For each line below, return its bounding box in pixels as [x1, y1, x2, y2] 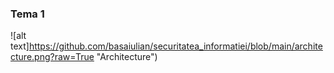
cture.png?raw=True [10, 51, 95, 63]
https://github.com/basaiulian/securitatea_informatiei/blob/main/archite [28, 40, 323, 52]
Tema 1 [10, 7, 45, 21]
